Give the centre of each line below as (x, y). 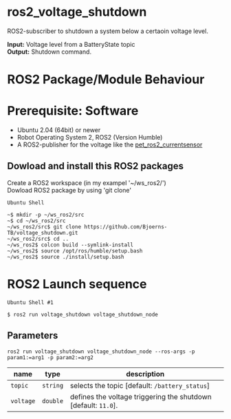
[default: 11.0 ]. (94, 405)
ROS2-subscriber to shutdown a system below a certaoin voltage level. (108, 31)
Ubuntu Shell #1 (30, 302)
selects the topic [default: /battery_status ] (140, 385)
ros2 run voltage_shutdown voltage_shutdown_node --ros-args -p (101, 352)
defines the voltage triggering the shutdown (141, 396)
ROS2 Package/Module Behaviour (106, 79)
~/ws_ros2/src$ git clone (44, 227)
